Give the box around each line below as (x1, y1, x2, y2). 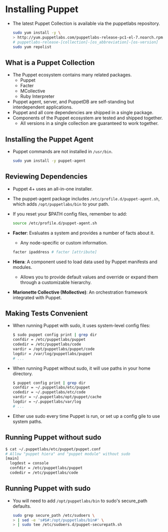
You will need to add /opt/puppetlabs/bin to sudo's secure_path (12, 498, 148, 504)
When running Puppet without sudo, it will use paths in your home (12, 365, 151, 371)
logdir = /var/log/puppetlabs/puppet (12, 351, 93, 356)
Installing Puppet (5, 4, 79, 15)
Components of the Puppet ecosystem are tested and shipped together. (12, 115, 163, 121)
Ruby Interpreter (20, 93, 55, 99)
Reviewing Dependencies (5, 172, 88, 181)
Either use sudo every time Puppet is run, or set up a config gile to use (12, 413, 160, 419)
